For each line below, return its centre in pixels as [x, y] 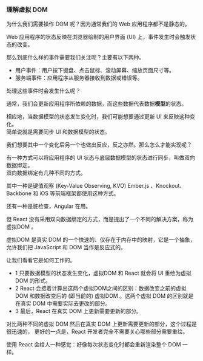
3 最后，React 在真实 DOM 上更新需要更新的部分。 [78, 311]
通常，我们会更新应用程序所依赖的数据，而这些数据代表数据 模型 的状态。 [96, 104]
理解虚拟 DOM [27, 9]
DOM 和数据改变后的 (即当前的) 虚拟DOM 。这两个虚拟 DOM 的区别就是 [104, 296]
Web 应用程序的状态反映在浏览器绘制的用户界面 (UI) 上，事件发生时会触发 [98, 37]
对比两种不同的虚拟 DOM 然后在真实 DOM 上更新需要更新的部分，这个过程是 [101, 324]
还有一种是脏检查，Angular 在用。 [49, 206]
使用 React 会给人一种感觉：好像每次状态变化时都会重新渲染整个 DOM [94, 345]
